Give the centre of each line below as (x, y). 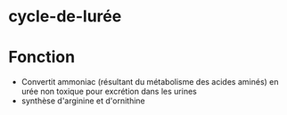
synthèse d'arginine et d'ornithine (83, 101)
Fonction (42, 57)
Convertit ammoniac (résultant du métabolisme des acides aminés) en (150, 82)
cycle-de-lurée (65, 16)
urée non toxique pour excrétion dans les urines (109, 92)
